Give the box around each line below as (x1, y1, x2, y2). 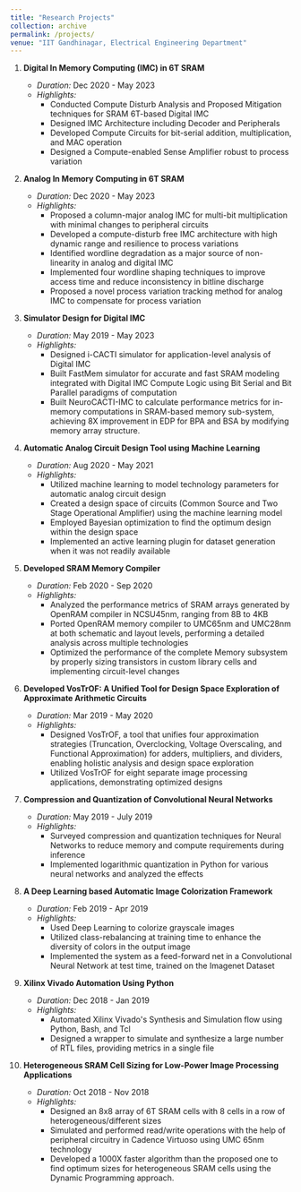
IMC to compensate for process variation (49, 296, 202, 306)
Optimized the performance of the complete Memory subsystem (49, 647, 288, 658)
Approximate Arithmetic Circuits (22, 693, 147, 704)
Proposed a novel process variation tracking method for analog (49, 286, 283, 296)
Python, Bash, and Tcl (49, 1024, 131, 1034)
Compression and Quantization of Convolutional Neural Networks (22, 794, 273, 805)
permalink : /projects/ (10, 30, 95, 39)
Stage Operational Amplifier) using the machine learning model (49, 508, 283, 519)
